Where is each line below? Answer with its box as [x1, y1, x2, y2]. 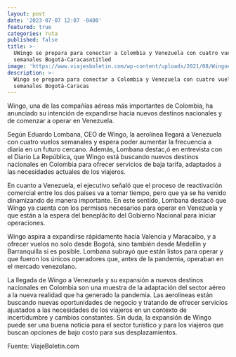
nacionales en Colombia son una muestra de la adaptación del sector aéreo [7, 283, 226, 292]
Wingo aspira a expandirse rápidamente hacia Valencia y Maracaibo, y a [7, 232, 216, 241]
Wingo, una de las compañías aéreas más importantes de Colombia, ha [7, 101, 214, 110]
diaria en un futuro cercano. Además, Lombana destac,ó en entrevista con [7, 145, 223, 154]
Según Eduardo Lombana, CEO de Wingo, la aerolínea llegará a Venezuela [7, 130, 222, 139]
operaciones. [7, 219, 46, 227]
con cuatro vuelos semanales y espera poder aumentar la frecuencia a [7, 138, 212, 146]
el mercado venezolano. [7, 262, 77, 271]
